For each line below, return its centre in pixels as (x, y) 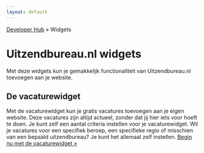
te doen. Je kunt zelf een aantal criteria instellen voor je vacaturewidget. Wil (102, 124)
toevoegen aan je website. (40, 77)
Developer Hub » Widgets (39, 29)
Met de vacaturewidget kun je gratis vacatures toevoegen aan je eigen (95, 111)
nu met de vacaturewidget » (42, 143)
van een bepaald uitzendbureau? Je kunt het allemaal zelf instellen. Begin (99, 137)
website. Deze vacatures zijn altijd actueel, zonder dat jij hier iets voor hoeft (102, 118)
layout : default (27, 12)
